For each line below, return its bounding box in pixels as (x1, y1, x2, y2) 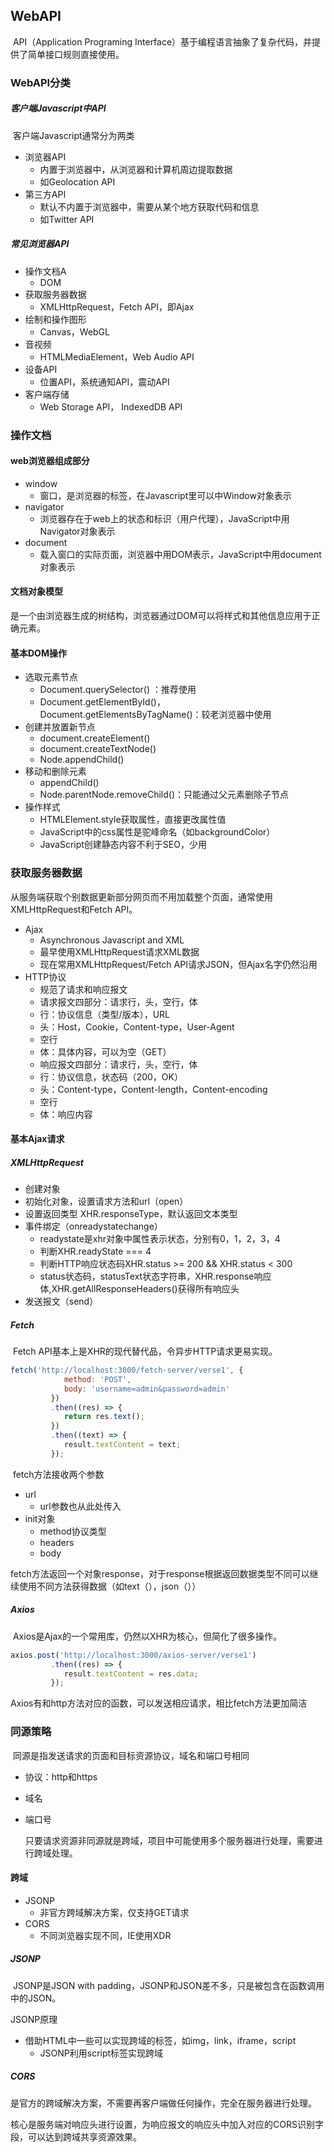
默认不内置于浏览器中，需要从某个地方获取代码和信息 (39, 200, 260, 213)
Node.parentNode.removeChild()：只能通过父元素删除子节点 (39, 789, 290, 801)
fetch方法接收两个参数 (12, 1468, 105, 1480)
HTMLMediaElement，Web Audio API (39, 350, 195, 363)
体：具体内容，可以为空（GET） (39, 1045, 172, 1058)
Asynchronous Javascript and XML (39, 934, 185, 946)
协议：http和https (24, 1770, 98, 1783)
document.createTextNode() (39, 743, 157, 755)
